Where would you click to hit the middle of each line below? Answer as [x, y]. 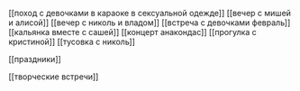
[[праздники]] [35, 59]
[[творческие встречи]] [54, 77]
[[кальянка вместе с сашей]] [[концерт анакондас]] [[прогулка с [133, 32]
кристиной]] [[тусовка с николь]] [72, 41]
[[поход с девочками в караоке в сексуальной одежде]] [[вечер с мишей [150, 13]
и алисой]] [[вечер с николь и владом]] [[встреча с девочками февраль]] [150, 23]
